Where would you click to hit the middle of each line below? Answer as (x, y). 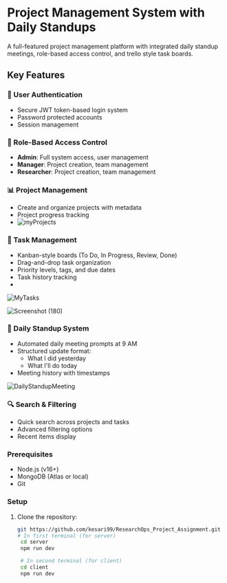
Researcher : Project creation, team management (86, 172)
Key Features (36, 75)
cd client (34, 568)
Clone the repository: (47, 516)
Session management (48, 124)
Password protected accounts (60, 117)
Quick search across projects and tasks (73, 422)
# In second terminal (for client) (71, 561)
